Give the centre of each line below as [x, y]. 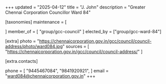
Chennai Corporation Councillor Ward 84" [48, 12]
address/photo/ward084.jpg [34, 46]
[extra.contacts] [22, 61]
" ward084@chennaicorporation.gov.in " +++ [50, 76]
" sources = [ [76, 46]
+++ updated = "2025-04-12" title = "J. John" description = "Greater [75, 7]
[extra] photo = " [22, 41]
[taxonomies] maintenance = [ [36, 22]
